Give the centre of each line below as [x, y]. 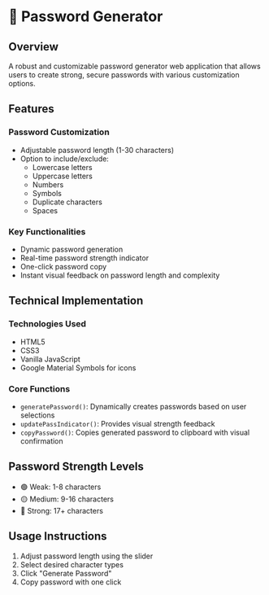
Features [31, 109]
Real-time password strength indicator [84, 258]
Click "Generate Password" [66, 573]
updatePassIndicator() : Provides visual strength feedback [117, 423]
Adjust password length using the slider [87, 556]
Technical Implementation [76, 301]
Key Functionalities [47, 231]
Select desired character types [72, 564]
